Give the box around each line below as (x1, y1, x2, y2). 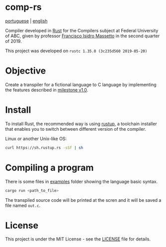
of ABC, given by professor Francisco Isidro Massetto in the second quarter (5, 33, 160, 39)
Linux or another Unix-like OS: (5, 136, 67, 142)
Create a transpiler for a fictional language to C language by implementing (5, 82, 157, 87)
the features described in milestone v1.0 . (5, 86, 88, 93)
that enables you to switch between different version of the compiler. (5, 126, 147, 132)
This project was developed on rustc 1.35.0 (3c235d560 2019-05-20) (5, 48, 148, 54)
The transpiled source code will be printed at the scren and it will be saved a (5, 197, 162, 203)
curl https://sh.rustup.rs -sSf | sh (5, 145, 83, 150)
